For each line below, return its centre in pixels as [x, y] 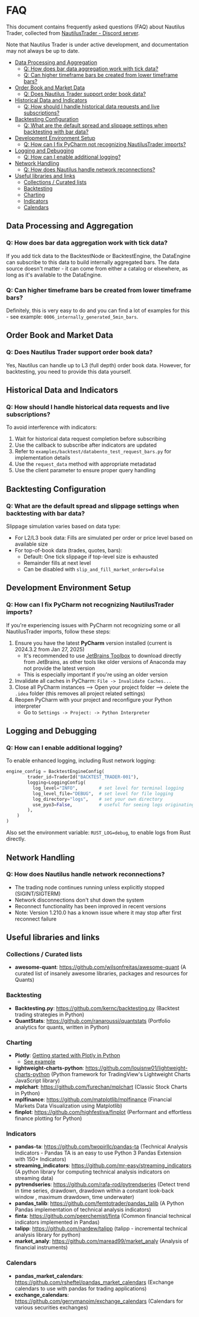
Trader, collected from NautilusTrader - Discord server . [73, 33]
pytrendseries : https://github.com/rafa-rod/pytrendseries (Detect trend [102, 1185]
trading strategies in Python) [49, 1014]
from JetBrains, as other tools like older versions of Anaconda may [105, 661]
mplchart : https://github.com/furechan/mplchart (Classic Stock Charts [101, 1087]
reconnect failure [36, 919]
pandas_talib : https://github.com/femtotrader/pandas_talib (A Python [99, 1203]
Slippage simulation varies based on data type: [63, 526]
